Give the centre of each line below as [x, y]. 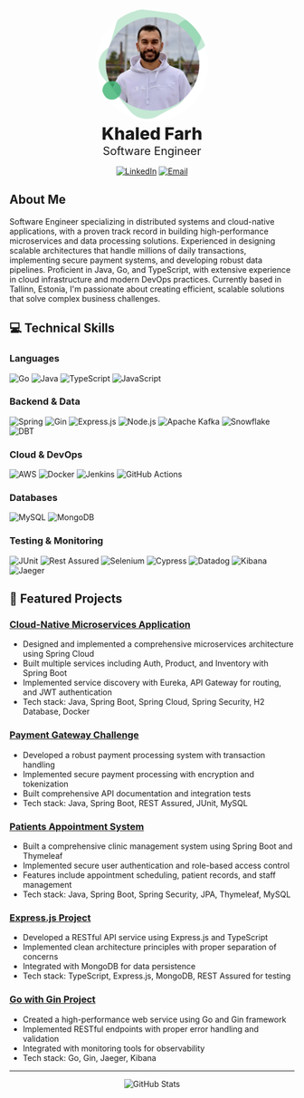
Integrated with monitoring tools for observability [114, 1048]
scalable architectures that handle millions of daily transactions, [128, 250]
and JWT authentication [67, 692]
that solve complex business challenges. [85, 298]
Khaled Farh [152, 134]
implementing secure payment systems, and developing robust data [136, 260]
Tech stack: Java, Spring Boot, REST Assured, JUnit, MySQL [135, 803]
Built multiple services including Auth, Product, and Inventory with [145, 663]
